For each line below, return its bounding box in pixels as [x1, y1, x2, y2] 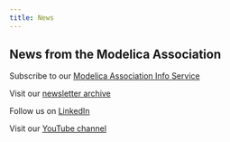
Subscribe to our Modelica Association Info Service [9, 71, 200, 81]
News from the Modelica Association [9, 47, 222, 62]
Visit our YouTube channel [9, 123, 106, 134]
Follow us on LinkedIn [9, 106, 90, 117]
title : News [9, 13, 54, 23]
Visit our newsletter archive [9, 88, 111, 99]
